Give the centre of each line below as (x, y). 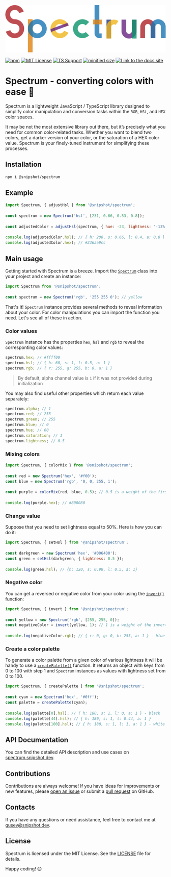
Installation (23, 165)
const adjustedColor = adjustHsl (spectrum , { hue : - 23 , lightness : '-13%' (86, 227)
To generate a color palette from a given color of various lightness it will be (84, 660)
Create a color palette (33, 649)
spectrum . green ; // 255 (31, 419)
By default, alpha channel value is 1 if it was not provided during (85, 378)
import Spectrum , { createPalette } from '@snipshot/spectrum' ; (75, 686)
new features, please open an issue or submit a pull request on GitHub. (80, 791)
